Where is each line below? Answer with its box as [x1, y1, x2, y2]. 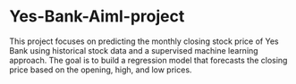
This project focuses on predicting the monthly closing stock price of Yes [9, 36, 279, 46]
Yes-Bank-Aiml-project [9, 6, 185, 27]
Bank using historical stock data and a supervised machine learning [9, 45, 258, 55]
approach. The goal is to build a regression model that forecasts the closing [9, 55, 288, 65]
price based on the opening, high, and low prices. [9, 64, 192, 75]
